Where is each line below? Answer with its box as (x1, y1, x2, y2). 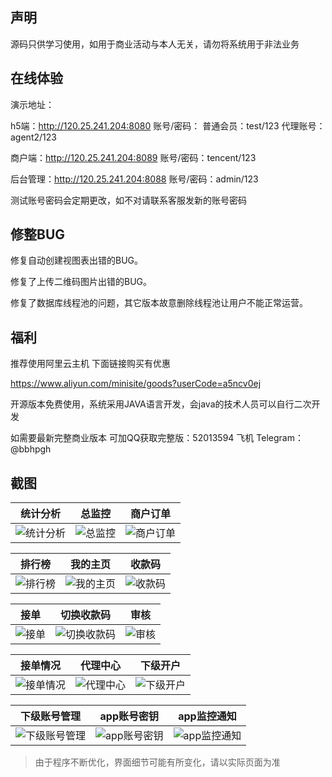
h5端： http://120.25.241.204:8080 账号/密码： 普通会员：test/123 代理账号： (10, 119, 326, 132)
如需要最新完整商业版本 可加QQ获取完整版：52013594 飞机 (10, 432, 255, 444)
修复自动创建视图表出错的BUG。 (10, 254, 144, 267)
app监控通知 (178, 709, 237, 723)
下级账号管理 (20, 709, 82, 723)
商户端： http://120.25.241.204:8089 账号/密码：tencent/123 (10, 151, 257, 163)
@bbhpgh (10, 443, 52, 455)
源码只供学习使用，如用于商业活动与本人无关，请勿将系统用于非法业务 (10, 38, 300, 50)
